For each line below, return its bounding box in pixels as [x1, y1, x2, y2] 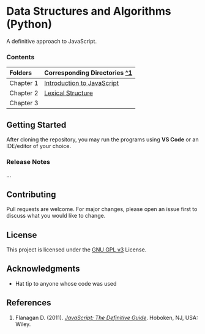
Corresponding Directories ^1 [44, 69, 133, 77]
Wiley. [15, 320, 31, 328]
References [6, 298, 51, 308]
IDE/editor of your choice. [6, 143, 72, 150]
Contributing [6, 189, 56, 199]
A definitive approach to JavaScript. [6, 37, 97, 45]
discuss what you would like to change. [6, 212, 106, 220]
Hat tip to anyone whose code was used [15, 280, 117, 287]
